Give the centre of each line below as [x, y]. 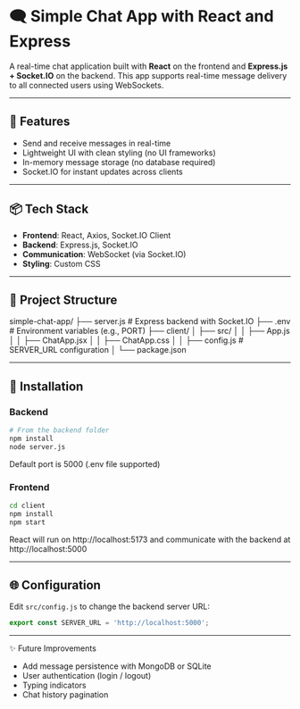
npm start [28, 522]
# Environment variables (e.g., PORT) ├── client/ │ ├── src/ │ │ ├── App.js [150, 331]
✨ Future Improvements [53, 648]
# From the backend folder [59, 430]
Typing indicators [54, 685]
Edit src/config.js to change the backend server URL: [110, 606]
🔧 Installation [46, 386]
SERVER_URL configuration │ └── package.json [98, 350]
